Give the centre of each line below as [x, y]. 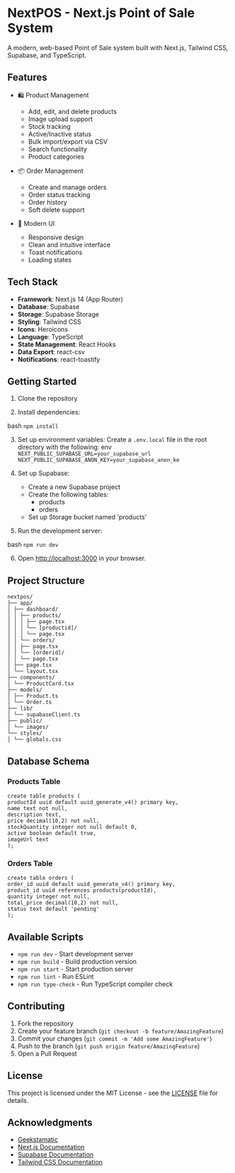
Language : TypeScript [50, 336]
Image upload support [61, 119]
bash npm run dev [33, 545]
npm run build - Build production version [77, 961]
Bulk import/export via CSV [68, 141]
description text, [34, 815]
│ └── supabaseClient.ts [44, 715]
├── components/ [31, 678]
